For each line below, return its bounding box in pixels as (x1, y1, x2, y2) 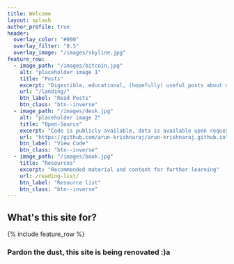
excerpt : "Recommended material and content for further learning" (19, 166, 219, 173)
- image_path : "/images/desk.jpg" (13, 108, 114, 115)
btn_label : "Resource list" (19, 179, 101, 186)
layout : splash (7, 17, 52, 24)
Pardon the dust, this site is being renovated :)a (7, 247, 171, 257)
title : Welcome (7, 10, 52, 17)
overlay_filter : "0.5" (13, 43, 79, 50)
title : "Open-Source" (19, 120, 82, 128)
